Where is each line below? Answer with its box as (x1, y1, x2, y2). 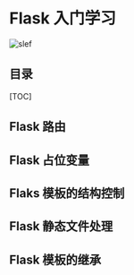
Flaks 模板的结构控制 (9, 185, 125, 201)
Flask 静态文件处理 (9, 219, 113, 234)
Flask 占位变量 (9, 152, 90, 168)
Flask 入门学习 (9, 8, 116, 29)
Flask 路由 (9, 119, 67, 134)
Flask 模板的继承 (9, 252, 102, 267)
